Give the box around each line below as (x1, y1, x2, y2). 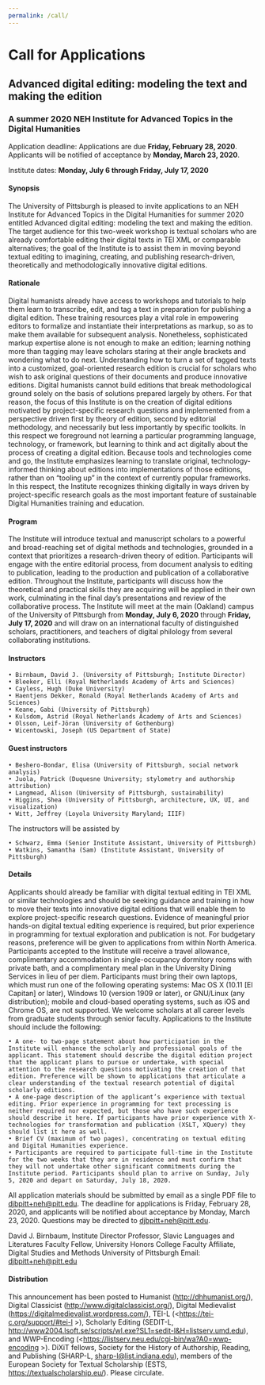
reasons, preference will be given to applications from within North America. (8, 937, 257, 947)
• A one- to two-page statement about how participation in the (8, 1037, 225, 1045)
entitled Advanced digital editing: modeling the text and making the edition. (8, 217, 253, 227)
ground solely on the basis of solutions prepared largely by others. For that (8, 388, 252, 398)
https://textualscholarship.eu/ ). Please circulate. (8, 1368, 165, 1377)
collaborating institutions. (8, 636, 91, 645)
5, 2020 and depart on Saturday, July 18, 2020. (8, 1176, 172, 1184)
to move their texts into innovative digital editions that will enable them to (8, 904, 246, 914)
